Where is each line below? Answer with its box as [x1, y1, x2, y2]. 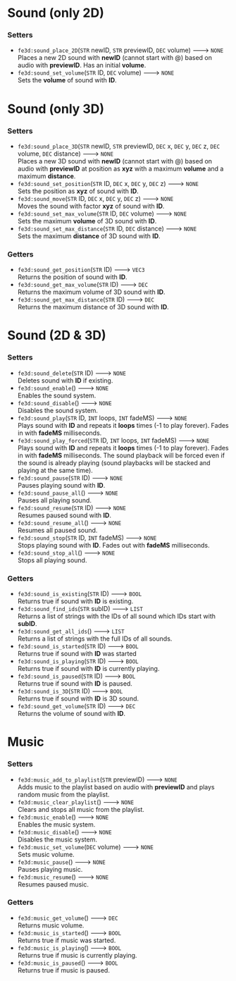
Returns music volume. [17, 921, 85, 930]
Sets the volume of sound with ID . [17, 76, 118, 85]
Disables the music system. [17, 835, 97, 844]
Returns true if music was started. [17, 936, 116, 944]
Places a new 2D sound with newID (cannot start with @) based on [17, 54, 213, 62]
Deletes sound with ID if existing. [17, 376, 113, 385]
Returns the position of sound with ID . [17, 273, 128, 281]
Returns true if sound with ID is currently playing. [17, 665, 160, 673]
